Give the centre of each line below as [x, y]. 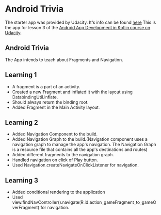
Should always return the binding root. [50, 102]
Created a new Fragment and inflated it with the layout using [72, 92]
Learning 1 [21, 75]
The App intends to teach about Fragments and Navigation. [64, 60]
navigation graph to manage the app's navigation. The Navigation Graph [84, 145]
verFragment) [26, 208]
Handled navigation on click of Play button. [55, 160]
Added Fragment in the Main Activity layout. [56, 107]
